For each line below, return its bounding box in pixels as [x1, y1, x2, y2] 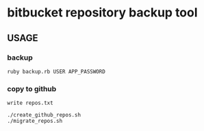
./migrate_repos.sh [7, 118, 63, 125]
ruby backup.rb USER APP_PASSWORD [7, 68, 106, 75]
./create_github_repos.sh [7, 112, 81, 119]
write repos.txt [7, 99, 53, 107]
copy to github [7, 84, 57, 93]
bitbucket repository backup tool [7, 5, 198, 21]
